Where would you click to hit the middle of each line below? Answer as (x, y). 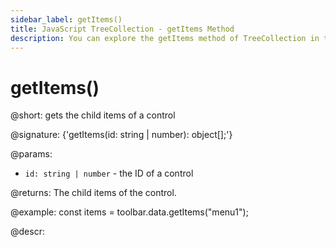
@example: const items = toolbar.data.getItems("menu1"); (129, 212)
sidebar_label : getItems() (66, 19)
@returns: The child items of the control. (93, 193)
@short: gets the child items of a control (93, 115)
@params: (31, 154)
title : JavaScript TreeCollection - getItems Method (122, 29)
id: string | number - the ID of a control (109, 173)
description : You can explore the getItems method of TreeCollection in (165, 38)
